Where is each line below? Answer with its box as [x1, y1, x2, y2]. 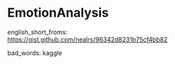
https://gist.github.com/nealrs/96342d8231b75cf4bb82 [7, 35, 168, 43]
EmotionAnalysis [7, 5, 109, 21]
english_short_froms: [7, 28, 68, 36]
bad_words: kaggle [7, 49, 63, 57]
